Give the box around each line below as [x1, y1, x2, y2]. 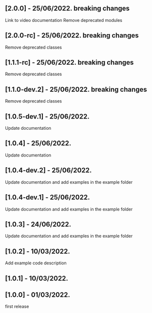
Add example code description [5, 260, 67, 266]
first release [5, 304, 29, 310]
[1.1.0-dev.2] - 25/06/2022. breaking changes [5, 85, 147, 93]
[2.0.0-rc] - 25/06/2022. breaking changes [5, 32, 139, 40]
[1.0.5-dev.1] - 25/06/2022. [5, 112, 90, 121]
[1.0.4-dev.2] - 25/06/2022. [5, 166, 92, 174]
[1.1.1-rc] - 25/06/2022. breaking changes [5, 58, 134, 67]
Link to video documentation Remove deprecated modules [5, 17, 123, 23]
